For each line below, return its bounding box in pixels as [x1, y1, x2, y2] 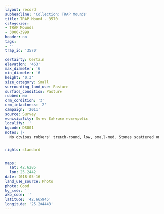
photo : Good [5, 183, 29, 189]
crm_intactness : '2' [5, 102, 47, 108]
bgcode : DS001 [5, 125, 34, 130]
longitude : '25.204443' [5, 202, 54, 207]
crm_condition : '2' [5, 98, 45, 103]
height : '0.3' [5, 75, 34, 80]
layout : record [5, 7, 36, 12]
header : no [5, 35, 27, 40]
